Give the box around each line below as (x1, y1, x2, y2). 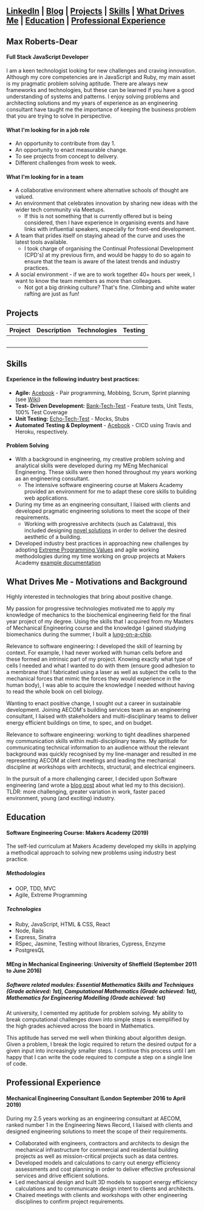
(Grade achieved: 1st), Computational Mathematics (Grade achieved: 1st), (6, 987, 197, 995)
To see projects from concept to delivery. (15, 153, 118, 160)
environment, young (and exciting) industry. (6, 794, 115, 801)
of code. (6, 1060, 27, 1067)
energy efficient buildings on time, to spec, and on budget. (6, 719, 153, 726)
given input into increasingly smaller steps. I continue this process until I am (6, 1046, 195, 1054)
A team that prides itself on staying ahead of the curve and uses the (15, 232, 185, 240)
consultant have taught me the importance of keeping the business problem (6, 105, 196, 113)
